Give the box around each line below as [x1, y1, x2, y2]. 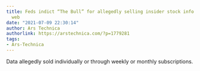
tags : [6, 36, 20, 42]
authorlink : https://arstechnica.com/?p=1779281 [6, 31, 130, 37]
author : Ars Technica [6, 25, 60, 31]
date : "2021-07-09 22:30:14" [6, 20, 79, 25]
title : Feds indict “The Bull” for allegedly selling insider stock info [6, 8, 195, 15]
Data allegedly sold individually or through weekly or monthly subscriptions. [6, 57, 193, 65]
